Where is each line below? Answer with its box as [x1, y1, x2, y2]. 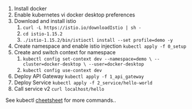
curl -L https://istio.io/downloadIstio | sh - [22, 25, 142, 31]
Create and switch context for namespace [14, 49, 116, 55]
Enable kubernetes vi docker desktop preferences [14, 11, 136, 18]
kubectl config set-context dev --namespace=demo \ [22, 56, 152, 62]
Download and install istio [14, 18, 77, 24]
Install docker [14, 5, 48, 12]
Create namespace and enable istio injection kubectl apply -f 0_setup [14, 42, 187, 49]
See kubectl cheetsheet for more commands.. [5, 97, 116, 104]
